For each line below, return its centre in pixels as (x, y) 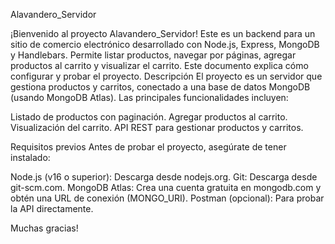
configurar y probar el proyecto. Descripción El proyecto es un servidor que (166, 76)
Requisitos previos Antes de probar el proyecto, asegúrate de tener (148, 147)
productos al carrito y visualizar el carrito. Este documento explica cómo (159, 65)
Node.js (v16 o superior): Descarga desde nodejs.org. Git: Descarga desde (164, 177)
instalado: (30, 157)
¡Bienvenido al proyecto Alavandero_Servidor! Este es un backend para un (163, 33)
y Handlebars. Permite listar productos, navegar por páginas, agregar (153, 55)
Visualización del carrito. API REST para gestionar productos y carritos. (157, 127)
